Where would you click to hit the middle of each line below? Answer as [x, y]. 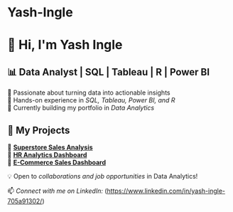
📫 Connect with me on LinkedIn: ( [58, 191]
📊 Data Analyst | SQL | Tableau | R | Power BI [109, 72]
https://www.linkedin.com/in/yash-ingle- [166, 191]
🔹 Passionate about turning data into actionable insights [89, 92]
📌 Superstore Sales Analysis [50, 147]
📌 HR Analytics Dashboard [47, 155]
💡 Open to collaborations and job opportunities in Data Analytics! [103, 176]
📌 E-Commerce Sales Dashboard [57, 162]
